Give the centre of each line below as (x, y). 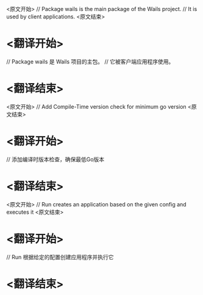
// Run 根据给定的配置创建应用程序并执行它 (60, 257)
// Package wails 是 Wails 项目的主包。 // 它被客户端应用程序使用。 (90, 61)
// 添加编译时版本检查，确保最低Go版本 (55, 159)
